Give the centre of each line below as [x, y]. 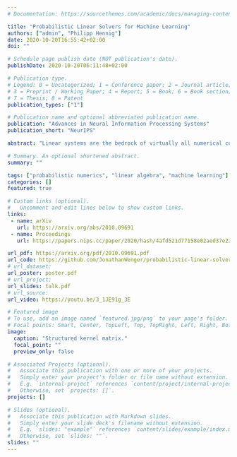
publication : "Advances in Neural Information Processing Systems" [109, 124]
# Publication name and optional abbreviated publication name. [104, 117]
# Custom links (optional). [49, 201]
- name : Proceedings [41, 234]
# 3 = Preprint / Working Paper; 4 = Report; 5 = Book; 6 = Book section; [120, 91]
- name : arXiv [31, 221]
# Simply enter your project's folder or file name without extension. [118, 378]
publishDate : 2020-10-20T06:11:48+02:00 [68, 66]
